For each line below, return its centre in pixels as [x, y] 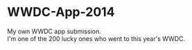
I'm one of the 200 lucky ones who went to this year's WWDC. [96, 38]
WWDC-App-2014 [61, 12]
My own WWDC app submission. [54, 31]
